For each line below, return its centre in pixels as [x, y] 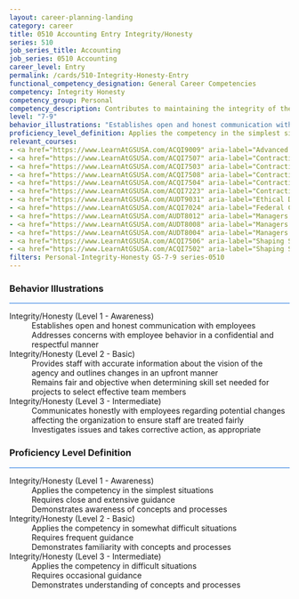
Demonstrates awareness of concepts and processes [129, 509]
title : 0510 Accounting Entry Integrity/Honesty [101, 34]
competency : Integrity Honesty [67, 92]
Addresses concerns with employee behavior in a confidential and [153, 336]
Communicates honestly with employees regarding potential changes [158, 411]
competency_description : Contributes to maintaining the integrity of [143, 109]
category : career [41, 26]
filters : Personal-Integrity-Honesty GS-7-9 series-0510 [117, 258]
